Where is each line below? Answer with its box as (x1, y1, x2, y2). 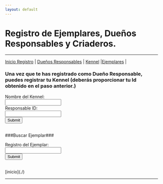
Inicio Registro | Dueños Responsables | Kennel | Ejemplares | (5, 58, 127, 64)
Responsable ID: (5, 105, 38, 111)
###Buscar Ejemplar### (5, 132, 54, 138)
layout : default (5, 7, 38, 12)
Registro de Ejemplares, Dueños (5, 28, 137, 39)
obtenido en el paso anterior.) (5, 83, 76, 89)
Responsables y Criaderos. (5, 38, 116, 49)
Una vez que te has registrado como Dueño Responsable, (5, 71, 143, 77)
